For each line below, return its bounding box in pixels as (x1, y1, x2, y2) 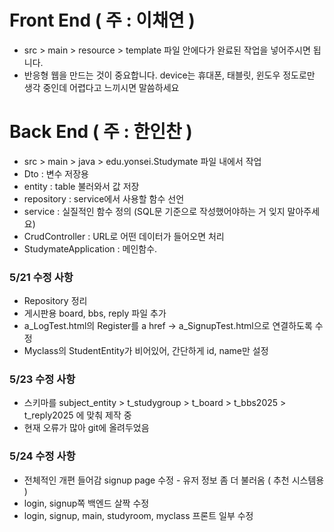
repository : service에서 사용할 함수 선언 (23, 192, 185, 205)
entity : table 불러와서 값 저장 (23, 180, 140, 192)
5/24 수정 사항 (9, 449, 76, 463)
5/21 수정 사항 (9, 270, 74, 284)
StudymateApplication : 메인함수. (23, 242, 158, 255)
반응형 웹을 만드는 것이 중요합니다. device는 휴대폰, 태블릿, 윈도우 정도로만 (23, 69, 316, 81)
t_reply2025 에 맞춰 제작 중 (23, 409, 132, 421)
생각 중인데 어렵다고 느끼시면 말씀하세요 (23, 81, 180, 93)
